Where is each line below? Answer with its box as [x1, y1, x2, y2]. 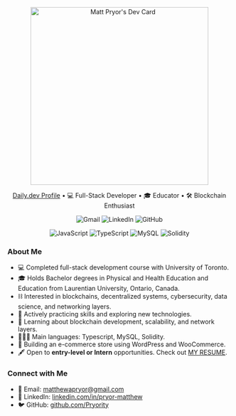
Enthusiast [104, 201, 135, 210]
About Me [7, 246, 43, 256]
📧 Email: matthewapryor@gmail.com [17, 385, 124, 393]
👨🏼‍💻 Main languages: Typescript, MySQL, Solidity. [17, 333, 166, 341]
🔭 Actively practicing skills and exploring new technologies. [17, 310, 192, 319]
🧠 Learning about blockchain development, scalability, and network [17, 317, 215, 326]
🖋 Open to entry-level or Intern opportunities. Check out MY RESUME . [17, 348, 227, 357]
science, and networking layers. [17, 302, 112, 311]
